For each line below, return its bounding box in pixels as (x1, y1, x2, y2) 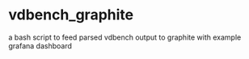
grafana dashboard (8, 40, 73, 50)
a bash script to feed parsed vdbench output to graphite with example (8, 32, 242, 42)
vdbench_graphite (8, 6, 134, 24)
